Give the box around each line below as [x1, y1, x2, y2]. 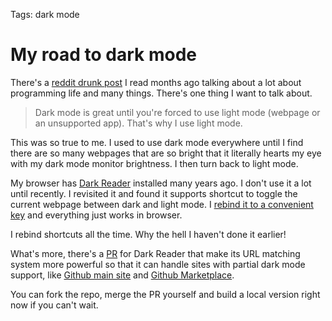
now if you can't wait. [10, 299, 99, 311]
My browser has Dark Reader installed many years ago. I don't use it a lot [10, 177, 312, 189]
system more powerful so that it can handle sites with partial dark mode [10, 258, 306, 270]
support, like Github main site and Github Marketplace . [10, 269, 235, 281]
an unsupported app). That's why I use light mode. [34, 117, 243, 129]
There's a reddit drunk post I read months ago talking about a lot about [10, 76, 302, 88]
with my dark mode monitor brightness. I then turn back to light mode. [10, 157, 299, 169]
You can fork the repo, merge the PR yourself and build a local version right [10, 288, 321, 300]
